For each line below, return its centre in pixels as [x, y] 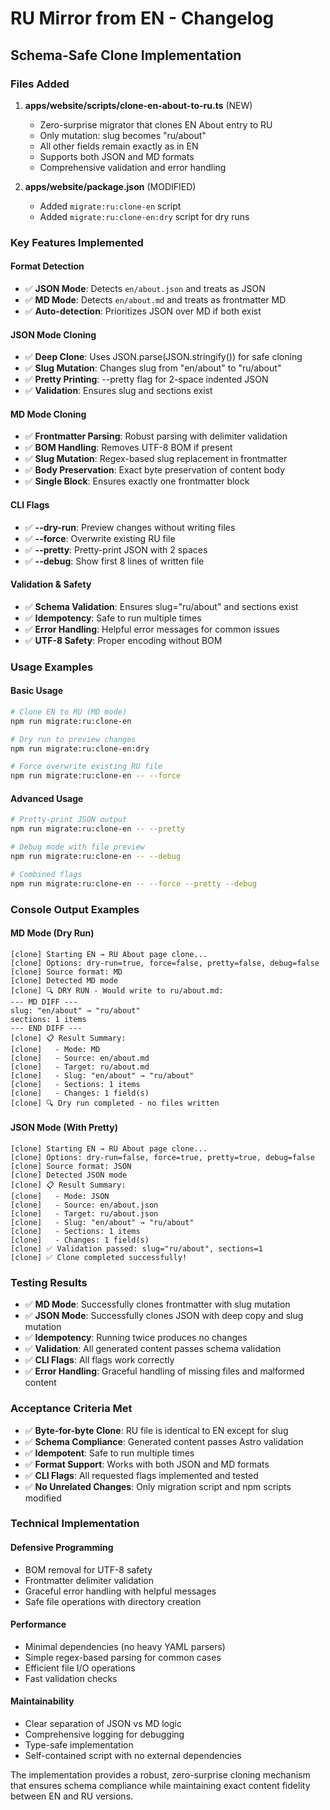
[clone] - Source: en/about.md [80, 1058]
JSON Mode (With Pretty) [64, 1128]
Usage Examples [52, 667]
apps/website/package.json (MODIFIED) [110, 186]
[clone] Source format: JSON [71, 1166]
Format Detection [47, 266]
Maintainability [42, 1701]
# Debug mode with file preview [77, 847]
